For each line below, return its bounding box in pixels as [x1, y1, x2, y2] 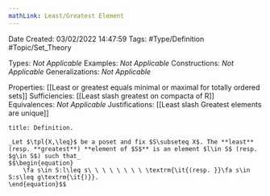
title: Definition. [8, 123, 74, 131]
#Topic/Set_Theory [8, 42, 72, 52]
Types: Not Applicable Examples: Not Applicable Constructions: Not [8, 58, 235, 68]
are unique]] [8, 108, 50, 118]
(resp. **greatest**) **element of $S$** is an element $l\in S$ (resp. [8, 144, 258, 153]
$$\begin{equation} [8, 159, 74, 167]
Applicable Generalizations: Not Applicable [8, 66, 152, 77]
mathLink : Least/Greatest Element [8, 11, 125, 20]
